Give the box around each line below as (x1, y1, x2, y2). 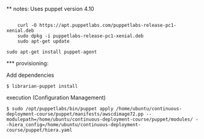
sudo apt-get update (17, 38, 70, 45)
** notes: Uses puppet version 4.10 (6, 5, 94, 12)
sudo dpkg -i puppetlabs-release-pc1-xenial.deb (17, 33, 144, 39)
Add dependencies (6, 71, 55, 79)
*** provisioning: (6, 60, 49, 66)
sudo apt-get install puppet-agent (6, 49, 97, 55)
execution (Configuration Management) (6, 94, 106, 101)
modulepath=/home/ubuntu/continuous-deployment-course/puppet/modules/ (6, 116, 193, 123)
